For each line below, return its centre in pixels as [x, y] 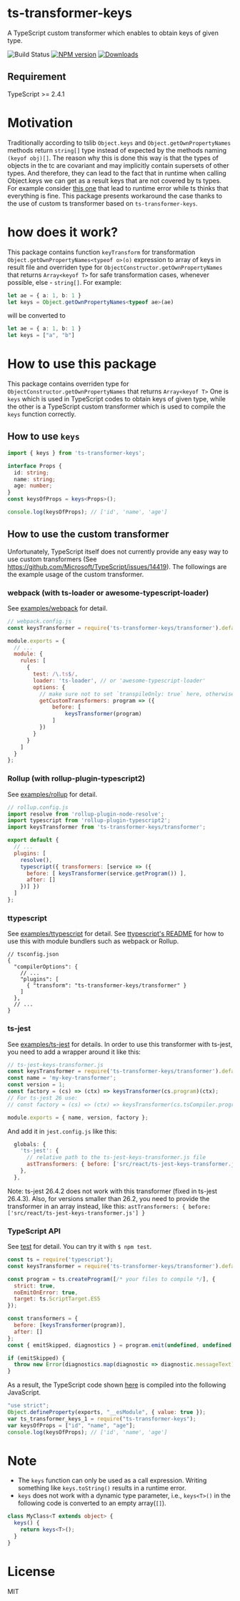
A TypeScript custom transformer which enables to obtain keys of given [113, 33]
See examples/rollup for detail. [52, 794]
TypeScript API [34, 1231]
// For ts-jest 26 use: [43, 1098]
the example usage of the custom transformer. [76, 574]
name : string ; [35, 479]
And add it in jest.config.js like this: [62, 1131]
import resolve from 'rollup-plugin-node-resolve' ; [86, 814]
